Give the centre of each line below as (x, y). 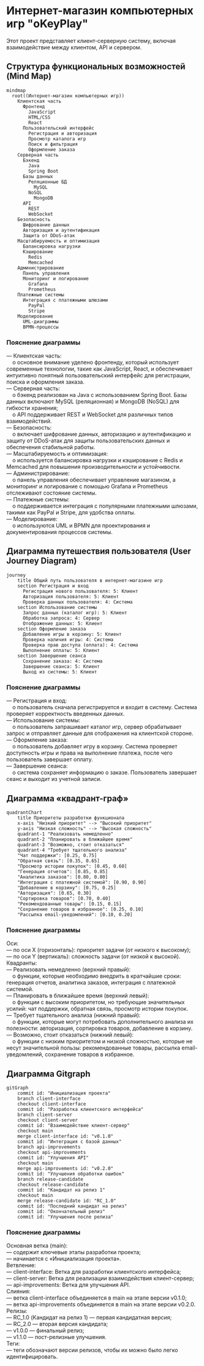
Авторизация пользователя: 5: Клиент (71, 597)
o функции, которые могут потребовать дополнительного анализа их (103, 1022)
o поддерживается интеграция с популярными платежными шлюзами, (105, 506)
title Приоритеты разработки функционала (71, 818)
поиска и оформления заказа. (45, 382)
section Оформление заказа (52, 629)
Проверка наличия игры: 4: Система (68, 640)
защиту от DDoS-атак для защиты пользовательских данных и (88, 441)
